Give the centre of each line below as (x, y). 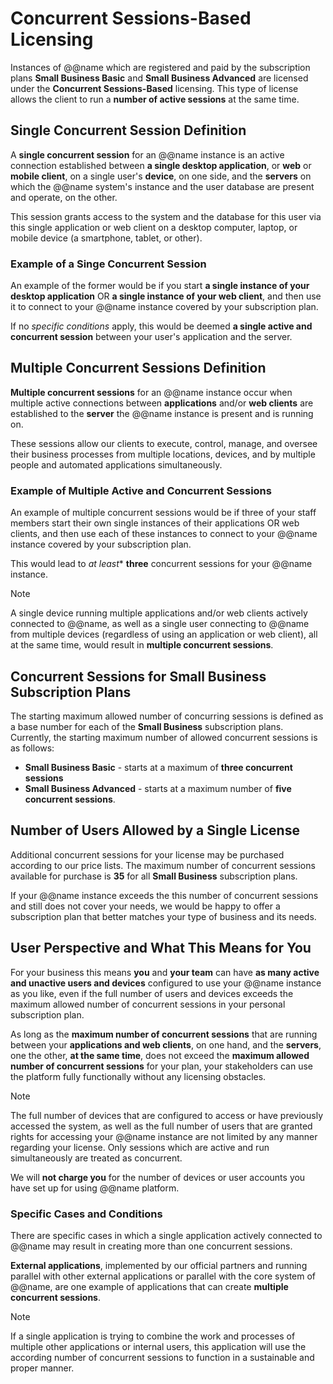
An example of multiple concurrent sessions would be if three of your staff (163, 513)
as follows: (32, 748)
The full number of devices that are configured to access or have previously (167, 1115)
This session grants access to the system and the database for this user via (166, 216)
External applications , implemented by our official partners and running (159, 1265)
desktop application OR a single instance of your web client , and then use (166, 296)
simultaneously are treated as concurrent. (96, 1158)
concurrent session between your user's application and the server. (151, 337)
